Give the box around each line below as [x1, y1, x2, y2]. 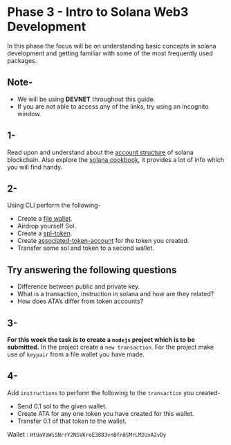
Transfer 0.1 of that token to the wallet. [17, 417, 127, 425]
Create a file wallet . [17, 215, 73, 223]
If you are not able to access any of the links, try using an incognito [17, 102, 209, 111]
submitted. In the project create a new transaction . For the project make [7, 343, 214, 351]
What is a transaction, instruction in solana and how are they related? [17, 290, 214, 298]
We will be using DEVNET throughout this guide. [17, 95, 156, 103]
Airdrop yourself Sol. [17, 222, 76, 230]
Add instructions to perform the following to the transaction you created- [7, 388, 221, 397]
